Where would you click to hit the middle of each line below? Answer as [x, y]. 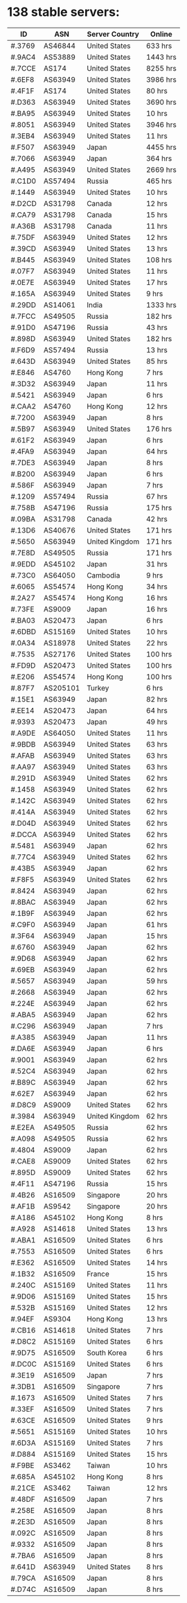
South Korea [106, 1353]
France [98, 1274]
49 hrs [157, 722]
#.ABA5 [23, 1014]
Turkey [98, 688]
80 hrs [157, 91]
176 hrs [159, 428]
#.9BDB [23, 744]
